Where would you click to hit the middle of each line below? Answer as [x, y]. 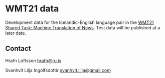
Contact [18, 48]
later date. [16, 33]
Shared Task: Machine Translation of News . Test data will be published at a [83, 27]
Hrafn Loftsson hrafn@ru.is [33, 61]
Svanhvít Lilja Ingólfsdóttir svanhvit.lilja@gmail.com [58, 70]
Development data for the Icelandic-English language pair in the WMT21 [79, 22]
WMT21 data [32, 9]
